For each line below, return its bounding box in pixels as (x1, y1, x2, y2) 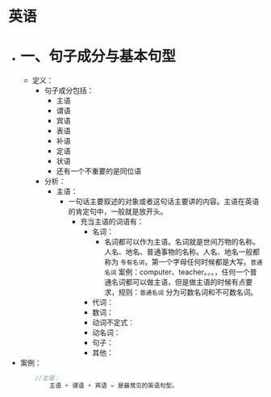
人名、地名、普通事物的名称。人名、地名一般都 (104, 247, 261, 257)
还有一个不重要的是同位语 (56, 166, 142, 176)
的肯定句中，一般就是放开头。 (68, 207, 168, 216)
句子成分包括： (44, 86, 94, 95)
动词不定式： (92, 318, 135, 328)
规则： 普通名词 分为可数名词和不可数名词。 (118, 287, 258, 297)
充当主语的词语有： (80, 217, 144, 227)
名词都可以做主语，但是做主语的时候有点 (111, 278, 246, 287)
